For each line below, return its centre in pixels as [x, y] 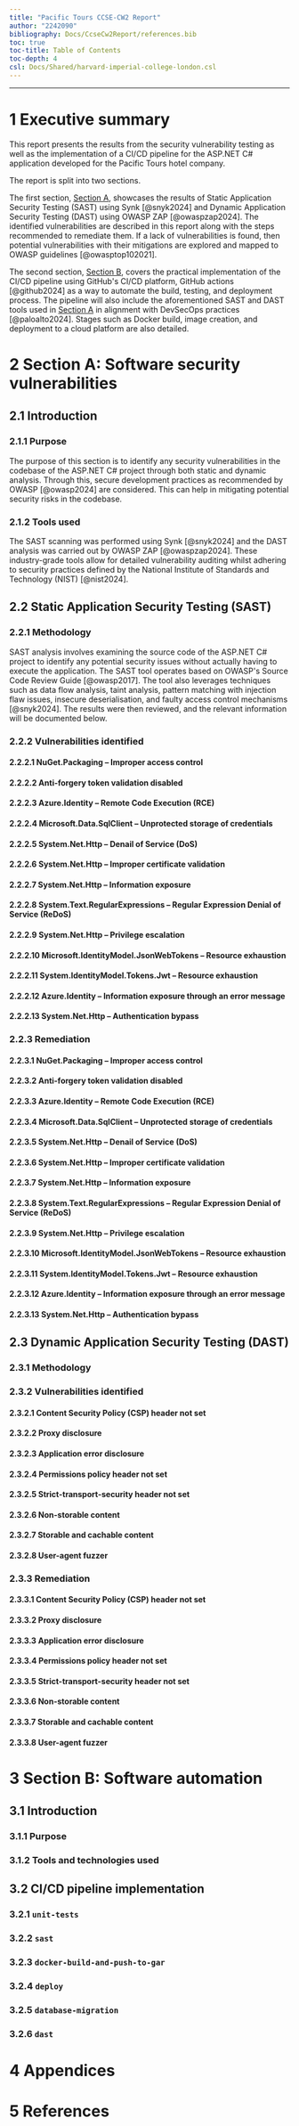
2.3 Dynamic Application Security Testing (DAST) [149, 1343]
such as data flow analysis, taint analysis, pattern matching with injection [143, 689]
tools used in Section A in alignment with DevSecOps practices [125, 309]
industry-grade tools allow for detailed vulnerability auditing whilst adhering [148, 560]
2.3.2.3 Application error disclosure [77, 1454]
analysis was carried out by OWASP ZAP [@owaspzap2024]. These [133, 550]
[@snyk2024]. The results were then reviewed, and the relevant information [148, 708]
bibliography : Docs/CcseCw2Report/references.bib [103, 34]
